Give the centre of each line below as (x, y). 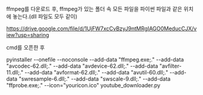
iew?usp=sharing (28, 35)
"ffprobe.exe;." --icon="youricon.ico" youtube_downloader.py (83, 85)
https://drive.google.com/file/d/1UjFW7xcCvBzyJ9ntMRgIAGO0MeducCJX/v (101, 28)
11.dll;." (15, 72)
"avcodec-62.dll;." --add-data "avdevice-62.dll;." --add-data (82, 66)
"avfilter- (171, 66)
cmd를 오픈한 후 (26, 47)
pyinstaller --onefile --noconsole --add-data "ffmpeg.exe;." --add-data (95, 60)
